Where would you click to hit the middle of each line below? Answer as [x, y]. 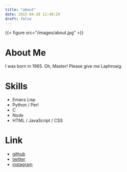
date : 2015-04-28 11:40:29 [33, 14]
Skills [16, 86]
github [19, 154]
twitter [19, 159]
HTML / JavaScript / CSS [38, 120]
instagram [22, 165]
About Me [25, 53]
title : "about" [21, 10]
